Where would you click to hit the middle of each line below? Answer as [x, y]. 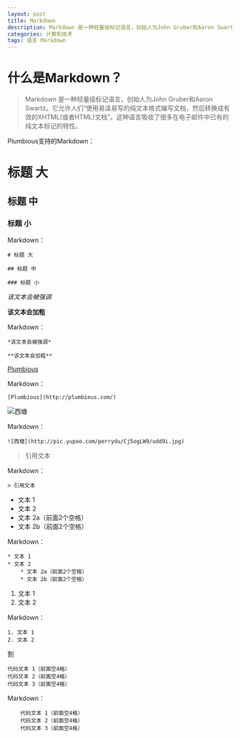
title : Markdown [31, 21]
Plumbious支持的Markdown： [51, 141]
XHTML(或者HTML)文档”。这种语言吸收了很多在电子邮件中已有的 [133, 117]
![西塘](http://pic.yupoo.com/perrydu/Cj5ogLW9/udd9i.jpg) [96, 441]
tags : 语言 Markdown [37, 41]
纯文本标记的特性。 [53, 126]
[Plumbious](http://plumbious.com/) [62, 397]
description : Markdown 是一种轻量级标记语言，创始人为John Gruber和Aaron [111, 27]
